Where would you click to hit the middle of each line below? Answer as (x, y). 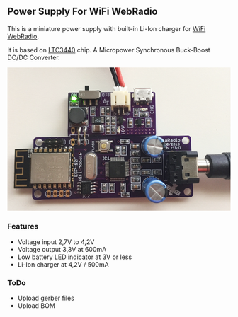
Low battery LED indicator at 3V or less (75, 257)
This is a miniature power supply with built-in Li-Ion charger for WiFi (107, 28)
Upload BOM (36, 306)
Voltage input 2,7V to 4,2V (56, 242)
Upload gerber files (46, 298)
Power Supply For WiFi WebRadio (83, 12)
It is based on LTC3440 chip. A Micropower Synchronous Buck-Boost (109, 50)
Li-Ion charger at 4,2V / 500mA (63, 264)
